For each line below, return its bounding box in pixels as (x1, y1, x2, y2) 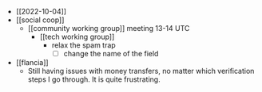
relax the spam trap (51, 40, 116, 50)
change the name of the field (63, 49, 159, 58)
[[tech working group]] (39, 32, 115, 41)
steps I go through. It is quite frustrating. (27, 75, 161, 84)
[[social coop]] (15, 15, 65, 25)
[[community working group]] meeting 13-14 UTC (27, 24, 190, 33)
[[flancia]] (15, 58, 50, 67)
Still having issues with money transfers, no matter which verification (27, 67, 255, 76)
